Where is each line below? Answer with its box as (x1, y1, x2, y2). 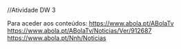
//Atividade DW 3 (7, 6, 56, 14)
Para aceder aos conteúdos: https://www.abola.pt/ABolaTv (7, 19, 174, 27)
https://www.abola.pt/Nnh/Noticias (7, 34, 106, 42)
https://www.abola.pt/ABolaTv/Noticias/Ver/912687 (7, 27, 152, 35)
